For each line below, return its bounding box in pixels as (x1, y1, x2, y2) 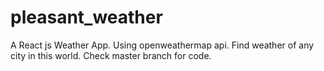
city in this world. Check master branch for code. (10, 49, 212, 61)
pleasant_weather (10, 6, 163, 29)
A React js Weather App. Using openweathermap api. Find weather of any (10, 39, 315, 51)
